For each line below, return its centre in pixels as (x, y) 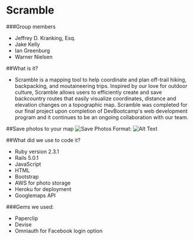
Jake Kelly (27, 44)
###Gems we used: (30, 206)
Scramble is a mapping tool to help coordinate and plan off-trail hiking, (101, 80)
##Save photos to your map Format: (69, 129)
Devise (23, 224)
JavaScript (28, 164)
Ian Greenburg (32, 50)
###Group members (31, 27)
